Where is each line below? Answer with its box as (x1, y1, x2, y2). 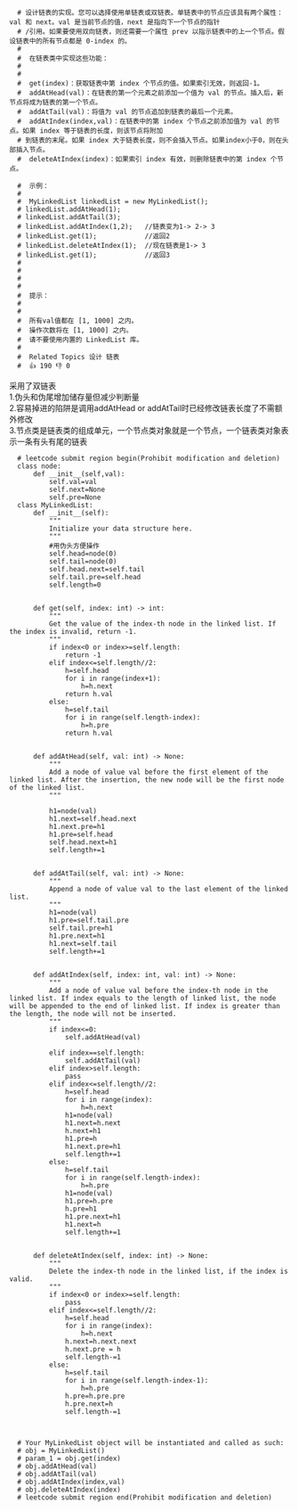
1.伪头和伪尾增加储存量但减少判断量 (9, 391, 140, 402)
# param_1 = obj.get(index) (17, 1454, 122, 1463)
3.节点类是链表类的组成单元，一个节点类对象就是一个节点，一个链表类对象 (9, 425, 282, 435)
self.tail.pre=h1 (48, 924, 114, 932)
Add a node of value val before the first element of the (48, 768, 269, 776)
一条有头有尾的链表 (16, 436, 87, 447)
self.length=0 (48, 580, 101, 589)
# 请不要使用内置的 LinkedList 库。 (17, 335, 144, 344)
